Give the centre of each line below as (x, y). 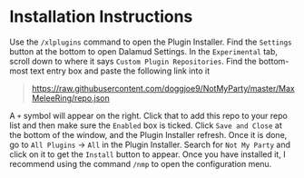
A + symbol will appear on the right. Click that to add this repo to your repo (148, 115)
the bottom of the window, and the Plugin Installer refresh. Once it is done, (148, 134)
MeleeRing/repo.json (71, 98)
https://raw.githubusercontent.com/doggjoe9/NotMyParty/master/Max (163, 88)
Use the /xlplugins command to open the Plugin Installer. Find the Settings (151, 42)
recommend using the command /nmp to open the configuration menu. (141, 163)
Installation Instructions (101, 17)
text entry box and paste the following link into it (120, 71)
